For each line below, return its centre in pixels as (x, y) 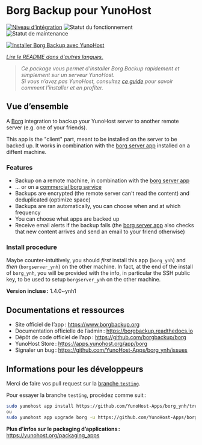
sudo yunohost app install (40, 406)
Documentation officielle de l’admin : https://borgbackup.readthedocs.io (104, 331)
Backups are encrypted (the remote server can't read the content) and (102, 194)
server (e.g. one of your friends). (47, 127)
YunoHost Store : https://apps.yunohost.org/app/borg (81, 344)
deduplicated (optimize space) (53, 200)
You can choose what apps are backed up (67, 219)
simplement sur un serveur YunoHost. (68, 75)
